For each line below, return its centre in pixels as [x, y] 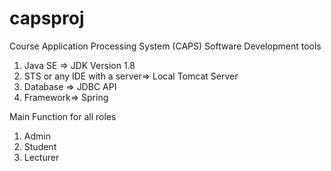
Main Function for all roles [63, 116]
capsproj [47, 18]
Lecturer [41, 157]
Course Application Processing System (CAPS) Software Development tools [165, 46]
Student [40, 146]
